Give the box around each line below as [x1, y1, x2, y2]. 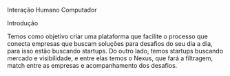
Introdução [7, 19, 39, 27]
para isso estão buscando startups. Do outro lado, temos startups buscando [7, 47, 224, 55]
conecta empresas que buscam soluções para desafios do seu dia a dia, [7, 40, 213, 47]
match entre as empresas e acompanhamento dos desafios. [7, 62, 178, 69]
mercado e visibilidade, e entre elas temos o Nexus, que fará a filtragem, [7, 54, 213, 62]
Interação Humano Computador [7, 6, 97, 14]
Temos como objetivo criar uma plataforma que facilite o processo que [7, 32, 208, 40]
